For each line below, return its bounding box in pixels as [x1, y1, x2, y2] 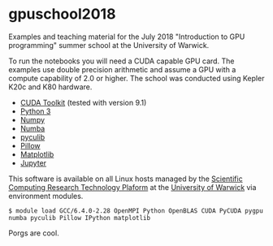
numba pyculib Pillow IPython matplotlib [8, 214, 151, 222]
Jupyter [19, 158, 47, 167]
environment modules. [8, 191, 84, 201]
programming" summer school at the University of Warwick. [8, 40, 210, 50]
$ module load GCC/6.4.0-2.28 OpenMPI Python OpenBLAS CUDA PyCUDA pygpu [8, 206, 264, 215]
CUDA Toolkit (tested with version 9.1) [19, 97, 147, 107]
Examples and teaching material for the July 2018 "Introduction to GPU [8, 32, 245, 41]
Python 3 [19, 106, 51, 116]
